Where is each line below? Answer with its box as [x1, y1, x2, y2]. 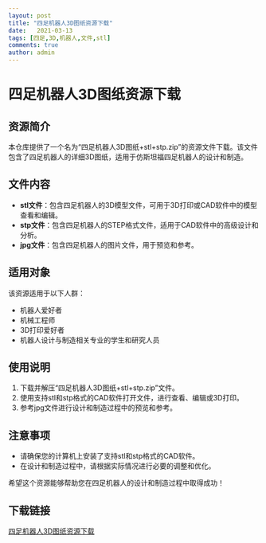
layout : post [8, 11, 52, 20]
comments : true [8, 41, 59, 49]
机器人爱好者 [19, 305, 62, 314]
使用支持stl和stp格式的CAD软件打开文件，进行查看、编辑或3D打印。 [19, 393, 244, 403]
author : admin [8, 49, 56, 57]
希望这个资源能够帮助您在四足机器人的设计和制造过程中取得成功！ [8, 479, 225, 488]
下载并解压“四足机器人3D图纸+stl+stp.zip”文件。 [19, 383, 179, 393]
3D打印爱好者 [19, 325, 65, 334]
